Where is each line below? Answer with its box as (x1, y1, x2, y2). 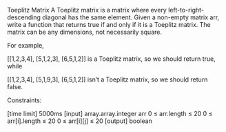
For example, (7, 41, 45, 49)
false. (7, 83, 23, 91)
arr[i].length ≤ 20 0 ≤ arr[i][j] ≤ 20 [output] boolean (7, 117, 153, 125)
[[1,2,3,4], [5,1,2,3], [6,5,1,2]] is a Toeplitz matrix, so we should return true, (7, 55, 216, 63)
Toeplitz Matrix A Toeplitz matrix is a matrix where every (7, 6, 167, 14)
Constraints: (7, 96, 42, 104)
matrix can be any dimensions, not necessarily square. (7, 28, 162, 36)
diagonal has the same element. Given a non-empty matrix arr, (42, 13, 220, 21)
